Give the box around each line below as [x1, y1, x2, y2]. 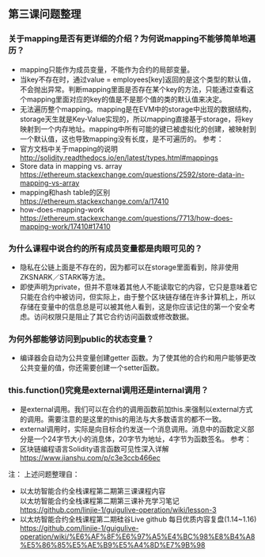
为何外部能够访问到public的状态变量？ [8, 334, 154, 345]
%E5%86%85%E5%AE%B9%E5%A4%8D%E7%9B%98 [19, 540, 206, 549]
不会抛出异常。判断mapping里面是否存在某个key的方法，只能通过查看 [19, 84, 248, 93]
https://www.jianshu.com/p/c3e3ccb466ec [19, 452, 161, 462]
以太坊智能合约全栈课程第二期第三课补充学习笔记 [19, 496, 180, 505]
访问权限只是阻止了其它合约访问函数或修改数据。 [33, 311, 194, 321]
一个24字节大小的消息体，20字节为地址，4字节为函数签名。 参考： [33, 434, 252, 444]
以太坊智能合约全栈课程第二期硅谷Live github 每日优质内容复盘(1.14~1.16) [19, 514, 257, 524]
